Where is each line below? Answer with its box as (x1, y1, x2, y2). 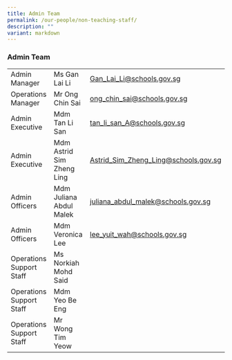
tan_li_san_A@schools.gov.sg (89, 118, 185, 127)
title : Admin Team (7, 10, 60, 17)
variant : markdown (7, 29, 60, 37)
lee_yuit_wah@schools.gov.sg (89, 229, 187, 239)
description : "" (7, 23, 54, 30)
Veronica (53, 229, 83, 239)
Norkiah (53, 258, 79, 267)
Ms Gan (53, 69, 79, 79)
